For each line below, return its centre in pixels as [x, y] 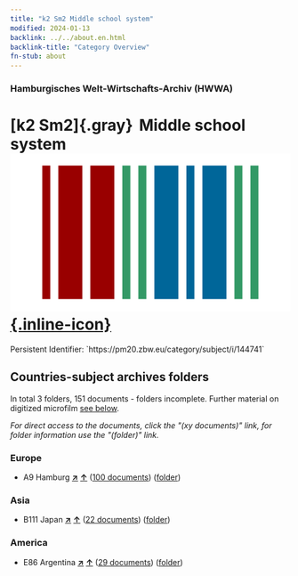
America [29, 543]
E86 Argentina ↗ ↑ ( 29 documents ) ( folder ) [103, 562]
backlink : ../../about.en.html [68, 37]
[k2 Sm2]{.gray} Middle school [128, 126]
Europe [26, 458]
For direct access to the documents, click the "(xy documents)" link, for [141, 425]
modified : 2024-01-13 [50, 28]
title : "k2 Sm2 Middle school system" [82, 19]
